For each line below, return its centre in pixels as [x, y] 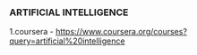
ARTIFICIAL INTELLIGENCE [69, 12]
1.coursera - [31, 32]
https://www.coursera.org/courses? [121, 32]
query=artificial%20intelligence [67, 41]
